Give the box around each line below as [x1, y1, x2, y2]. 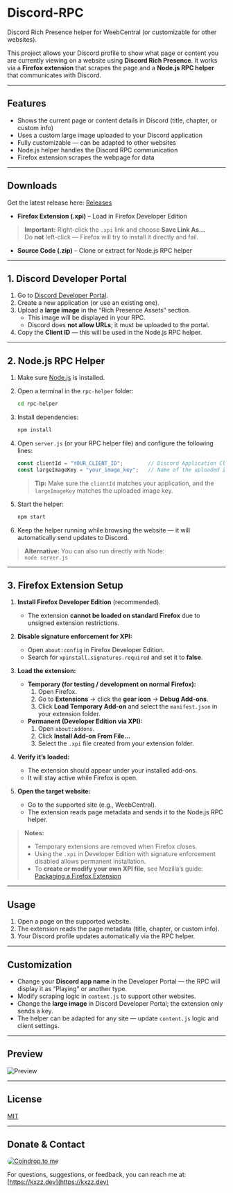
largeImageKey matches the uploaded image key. [34, 486, 173, 495]
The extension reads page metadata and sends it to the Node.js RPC [27, 808, 223, 816]
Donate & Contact [7, 1139, 85, 1151]
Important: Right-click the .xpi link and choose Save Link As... [24, 225, 206, 234]
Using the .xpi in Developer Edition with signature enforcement [34, 850, 216, 858]
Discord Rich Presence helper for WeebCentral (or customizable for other [7, 28, 217, 36]
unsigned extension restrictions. [27, 619, 120, 627]
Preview [7, 1048, 44, 1060]
